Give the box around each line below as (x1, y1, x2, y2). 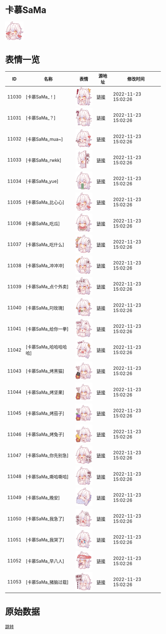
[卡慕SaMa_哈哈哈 (25, 344, 63, 350)
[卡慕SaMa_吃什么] (25, 241, 65, 247)
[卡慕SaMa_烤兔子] (25, 431, 65, 438)
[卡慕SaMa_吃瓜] (25, 221, 60, 226)
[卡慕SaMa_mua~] (25, 136, 63, 142)
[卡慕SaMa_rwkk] (25, 157, 62, 163)
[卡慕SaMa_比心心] (25, 199, 65, 205)
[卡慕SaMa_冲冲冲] (25, 263, 65, 269)
